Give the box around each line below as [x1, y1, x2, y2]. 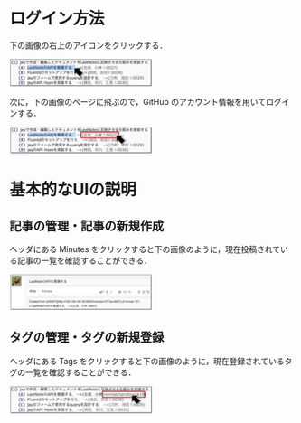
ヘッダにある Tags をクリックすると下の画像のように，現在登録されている [9, 355, 285, 366]
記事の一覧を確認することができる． [16, 255, 152, 267]
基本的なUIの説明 [9, 180, 137, 200]
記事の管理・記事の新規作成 [9, 218, 165, 233]
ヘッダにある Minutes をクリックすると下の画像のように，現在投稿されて [9, 244, 281, 255]
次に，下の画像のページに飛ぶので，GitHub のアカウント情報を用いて [9, 96, 267, 107]
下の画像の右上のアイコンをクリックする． [9, 40, 168, 51]
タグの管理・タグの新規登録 [9, 330, 165, 345]
